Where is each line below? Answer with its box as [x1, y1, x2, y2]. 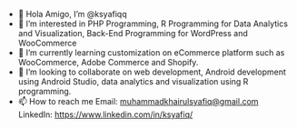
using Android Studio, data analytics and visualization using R [17, 76, 249, 86]
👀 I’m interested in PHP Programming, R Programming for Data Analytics [17, 18, 289, 29]
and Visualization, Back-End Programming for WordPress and [17, 28, 248, 38]
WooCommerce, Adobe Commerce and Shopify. [17, 57, 199, 67]
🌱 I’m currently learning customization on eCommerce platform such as [17, 47, 285, 58]
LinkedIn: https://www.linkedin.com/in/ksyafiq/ [17, 109, 193, 120]
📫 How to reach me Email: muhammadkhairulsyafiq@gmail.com [17, 96, 259, 106]
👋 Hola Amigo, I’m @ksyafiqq [17, 9, 127, 19]
